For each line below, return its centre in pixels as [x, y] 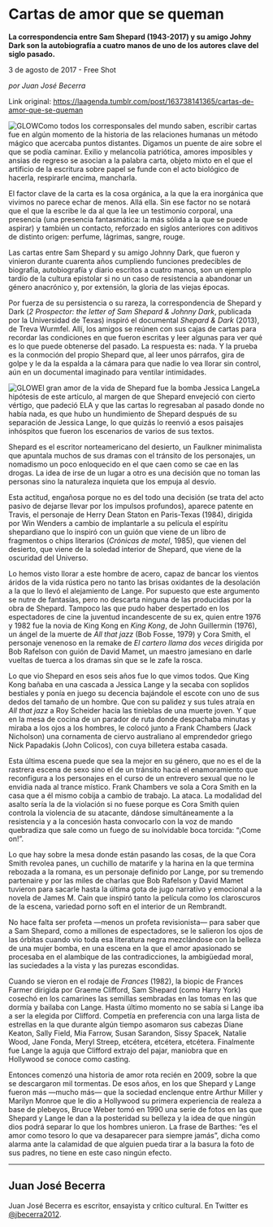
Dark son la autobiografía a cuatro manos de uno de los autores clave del [134, 45]
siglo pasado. [32, 54]
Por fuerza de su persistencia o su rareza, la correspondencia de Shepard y [135, 303]
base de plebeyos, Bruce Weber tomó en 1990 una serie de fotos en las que [135, 1109]
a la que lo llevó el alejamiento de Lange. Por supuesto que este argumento [134, 590]
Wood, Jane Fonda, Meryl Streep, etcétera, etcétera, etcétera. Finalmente [132, 1041]
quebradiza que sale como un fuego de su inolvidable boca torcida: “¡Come [135, 830]
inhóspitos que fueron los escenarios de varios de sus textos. [111, 431]
